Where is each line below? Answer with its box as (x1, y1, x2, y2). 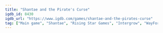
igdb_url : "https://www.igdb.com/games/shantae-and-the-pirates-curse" (5, 16, 153, 21)
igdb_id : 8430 (5, 12, 34, 16)
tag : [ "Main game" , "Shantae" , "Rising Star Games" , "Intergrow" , (5, 20, 142, 26)
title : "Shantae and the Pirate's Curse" (5, 7, 90, 12)
